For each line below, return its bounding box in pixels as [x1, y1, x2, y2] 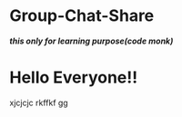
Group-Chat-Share [9, 5, 155, 26]
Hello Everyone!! [9, 67, 138, 88]
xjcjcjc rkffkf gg [9, 97, 68, 108]
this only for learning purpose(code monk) [9, 35, 174, 46]
